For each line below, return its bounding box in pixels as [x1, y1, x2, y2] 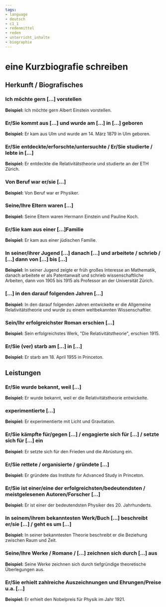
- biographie [5, 40, 32, 45]
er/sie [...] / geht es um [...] [5, 521, 72, 528]
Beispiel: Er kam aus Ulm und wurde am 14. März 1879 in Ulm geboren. [5, 130, 151, 137]
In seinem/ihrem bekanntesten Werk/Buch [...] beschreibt [5, 514, 148, 521]
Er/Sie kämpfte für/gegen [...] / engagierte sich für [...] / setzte [5, 431, 159, 438]
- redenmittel [5, 26, 35, 31]
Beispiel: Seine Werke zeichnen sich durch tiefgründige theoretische [5, 561, 147, 567]
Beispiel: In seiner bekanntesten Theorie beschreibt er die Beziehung [5, 532, 148, 538]
